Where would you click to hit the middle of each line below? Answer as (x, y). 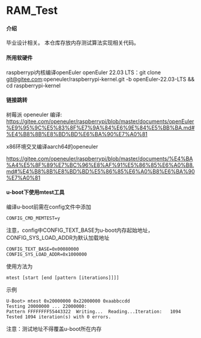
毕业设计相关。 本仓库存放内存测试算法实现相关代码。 (73, 43)
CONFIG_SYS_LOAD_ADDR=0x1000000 (46, 254)
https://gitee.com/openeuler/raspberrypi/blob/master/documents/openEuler (100, 121)
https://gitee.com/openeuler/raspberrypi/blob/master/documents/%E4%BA (100, 158)
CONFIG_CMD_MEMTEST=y (33, 218)
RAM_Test (32, 11)
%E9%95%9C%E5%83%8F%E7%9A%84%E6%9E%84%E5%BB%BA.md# (100, 128)
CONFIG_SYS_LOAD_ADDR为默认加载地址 (58, 238)
